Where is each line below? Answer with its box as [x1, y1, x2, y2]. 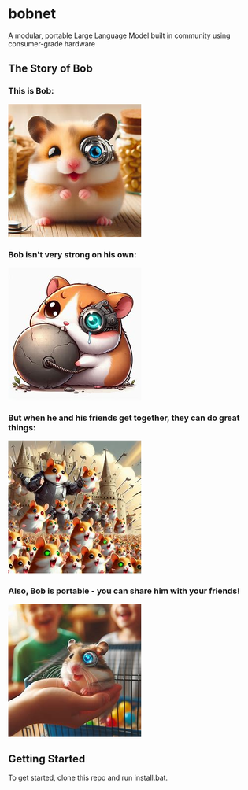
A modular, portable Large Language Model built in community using [8, 31, 231, 40]
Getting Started [8, 752, 86, 766]
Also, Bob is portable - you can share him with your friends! [8, 585, 240, 596]
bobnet [8, 5, 57, 23]
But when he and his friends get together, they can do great [8, 412, 240, 423]
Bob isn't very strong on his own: [8, 249, 137, 260]
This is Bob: [8, 86, 54, 97]
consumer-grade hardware [8, 39, 96, 48]
